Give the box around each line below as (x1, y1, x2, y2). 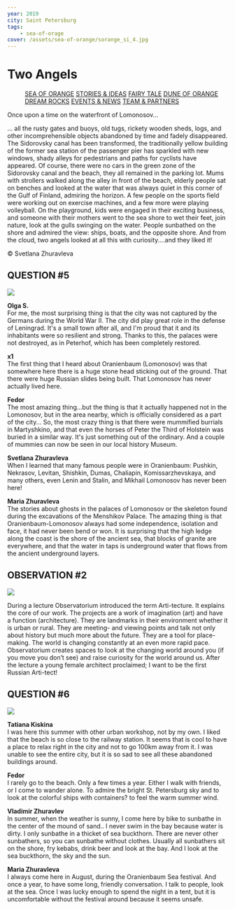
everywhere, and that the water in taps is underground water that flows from (7, 541, 227, 550)
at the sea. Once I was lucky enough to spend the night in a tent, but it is (7, 887, 215, 896)
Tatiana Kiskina (7, 720, 54, 728)
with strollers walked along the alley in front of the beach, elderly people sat (7, 176, 226, 185)
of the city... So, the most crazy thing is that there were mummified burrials (7, 417, 223, 426)
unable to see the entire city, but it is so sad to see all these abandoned (7, 750, 213, 758)
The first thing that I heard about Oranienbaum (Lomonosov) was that (7, 359, 208, 368)
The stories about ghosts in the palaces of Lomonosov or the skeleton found (7, 504, 227, 513)
